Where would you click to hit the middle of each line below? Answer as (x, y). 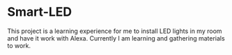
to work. (19, 45)
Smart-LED (40, 12)
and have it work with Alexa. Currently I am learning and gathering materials (116, 38)
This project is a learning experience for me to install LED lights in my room (115, 31)
